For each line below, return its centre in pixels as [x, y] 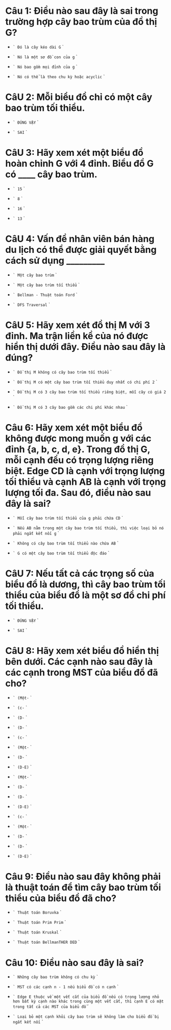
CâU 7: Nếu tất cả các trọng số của [80, 573]
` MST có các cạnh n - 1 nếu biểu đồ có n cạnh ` [66, 987]
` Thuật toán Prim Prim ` [39, 922]
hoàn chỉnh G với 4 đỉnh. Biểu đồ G [80, 164]
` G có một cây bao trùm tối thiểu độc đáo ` [61, 553]
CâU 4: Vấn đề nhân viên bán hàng [80, 239]
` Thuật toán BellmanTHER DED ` [46, 942]
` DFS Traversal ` [31, 305]
